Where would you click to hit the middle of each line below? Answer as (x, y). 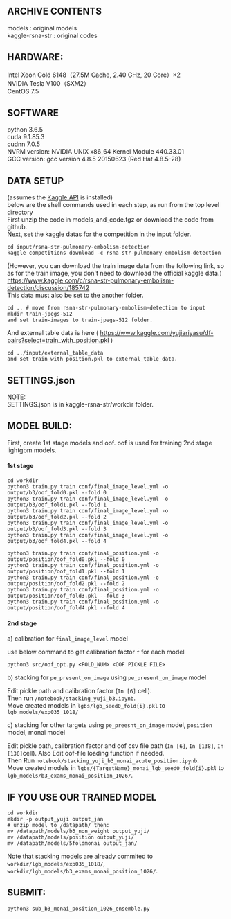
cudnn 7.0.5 (24, 144)
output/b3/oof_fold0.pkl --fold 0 (57, 493)
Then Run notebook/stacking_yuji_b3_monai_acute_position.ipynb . (103, 760)
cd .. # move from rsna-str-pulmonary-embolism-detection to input (107, 308)
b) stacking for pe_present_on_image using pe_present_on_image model (107, 677)
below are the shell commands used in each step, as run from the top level (113, 205)
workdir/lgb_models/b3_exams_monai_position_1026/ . (82, 871)
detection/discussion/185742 (48, 288)
